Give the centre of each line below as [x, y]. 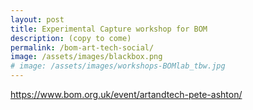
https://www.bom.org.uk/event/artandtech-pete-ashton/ [126, 94]
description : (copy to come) [71, 38]
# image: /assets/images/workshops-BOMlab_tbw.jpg [118, 66]
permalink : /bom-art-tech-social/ [82, 47]
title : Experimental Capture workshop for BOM [109, 29]
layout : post [37, 19]
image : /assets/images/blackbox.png [86, 57]
